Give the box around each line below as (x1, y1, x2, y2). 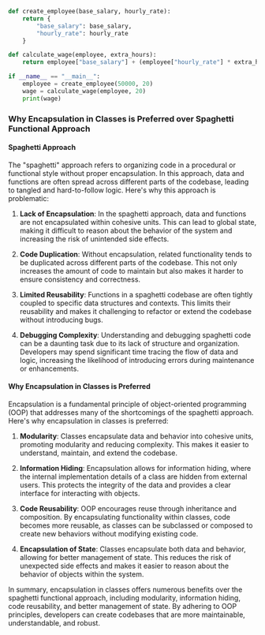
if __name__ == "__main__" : (8, 73, 101, 80)
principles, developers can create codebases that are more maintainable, (8, 610, 246, 619)
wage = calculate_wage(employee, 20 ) (22, 87, 147, 95)
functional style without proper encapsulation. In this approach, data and (8, 168, 244, 177)
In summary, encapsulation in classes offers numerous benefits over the (8, 585, 243, 594)
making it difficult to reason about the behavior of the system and (19, 226, 233, 235)
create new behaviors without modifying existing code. (19, 529, 199, 538)
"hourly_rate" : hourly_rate (36, 29, 129, 37)
